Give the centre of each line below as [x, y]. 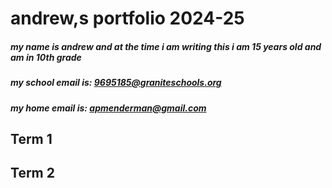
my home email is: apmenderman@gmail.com [108, 108]
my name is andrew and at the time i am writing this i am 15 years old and [166, 46]
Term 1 [31, 138]
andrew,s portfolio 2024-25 [127, 18]
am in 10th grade [46, 57]
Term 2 [32, 173]
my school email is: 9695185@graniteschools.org [116, 83]
